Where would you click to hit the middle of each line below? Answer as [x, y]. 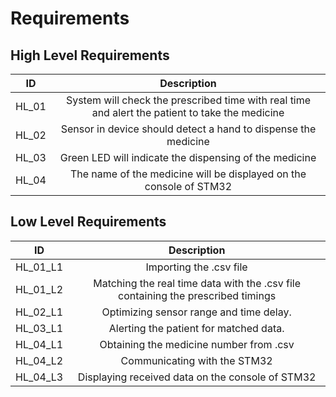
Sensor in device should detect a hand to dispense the [188, 129]
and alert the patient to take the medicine [188, 112]
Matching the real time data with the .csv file [197, 283]
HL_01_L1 [39, 267]
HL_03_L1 [39, 328]
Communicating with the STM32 [196, 360]
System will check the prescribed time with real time [188, 100]
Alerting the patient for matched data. [196, 328]
